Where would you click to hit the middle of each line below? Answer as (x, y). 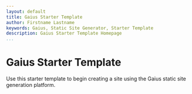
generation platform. (31, 85)
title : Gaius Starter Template (44, 17)
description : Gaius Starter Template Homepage (64, 33)
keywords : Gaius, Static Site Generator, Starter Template (80, 28)
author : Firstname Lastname (41, 22)
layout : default (26, 11)
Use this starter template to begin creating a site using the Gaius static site (96, 79)
